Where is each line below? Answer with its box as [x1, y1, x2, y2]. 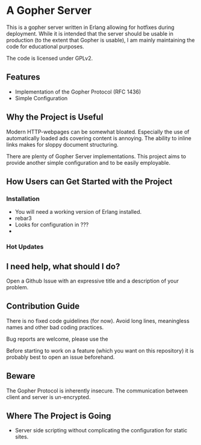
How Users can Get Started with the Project [6, 176, 173, 187]
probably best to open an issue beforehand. [6, 353, 115, 360]
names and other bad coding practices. [6, 324, 104, 331]
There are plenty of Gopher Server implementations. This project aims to [6, 152, 187, 160]
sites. [14, 433, 29, 441]
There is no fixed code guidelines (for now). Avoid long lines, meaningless [6, 317, 190, 324]
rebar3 [14, 215, 32, 222]
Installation [6, 194, 40, 203]
